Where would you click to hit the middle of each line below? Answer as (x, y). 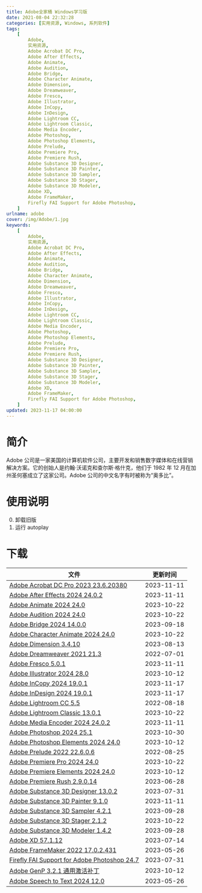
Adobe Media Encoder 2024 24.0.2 (60, 722)
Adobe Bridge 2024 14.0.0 (48, 624)
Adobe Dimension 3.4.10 (45, 644)
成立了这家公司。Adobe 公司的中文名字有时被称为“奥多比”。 (102, 475)
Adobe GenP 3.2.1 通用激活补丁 (55, 871)
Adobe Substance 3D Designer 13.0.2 (63, 791)
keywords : (19, 225)
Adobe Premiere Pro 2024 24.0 (54, 761)
